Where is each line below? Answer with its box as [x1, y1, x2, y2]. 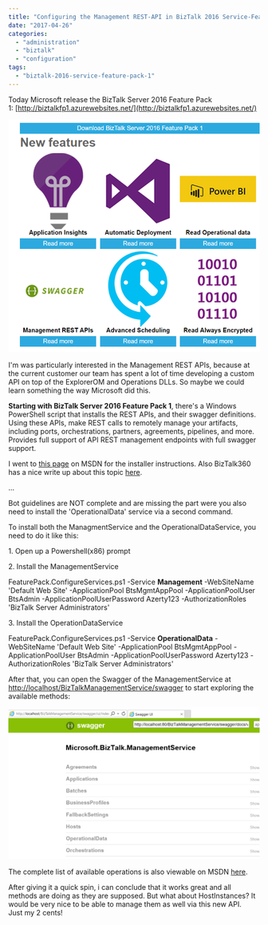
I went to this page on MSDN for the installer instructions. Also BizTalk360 [8, 459, 251, 468]
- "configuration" [15, 55, 77, 63]
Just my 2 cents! [8, 907, 63, 917]
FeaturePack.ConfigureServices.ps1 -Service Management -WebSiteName [8, 577, 254, 587]
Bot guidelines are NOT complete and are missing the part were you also [8, 499, 247, 508]
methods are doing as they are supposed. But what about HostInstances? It [8, 891, 256, 900]
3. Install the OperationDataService [8, 619, 124, 628]
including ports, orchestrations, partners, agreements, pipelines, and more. [8, 427, 255, 437]
